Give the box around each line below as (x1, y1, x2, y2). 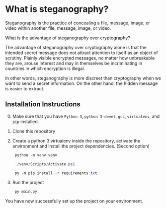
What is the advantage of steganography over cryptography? (5, 35, 130, 41)
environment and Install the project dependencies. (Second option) (12, 143, 150, 149)
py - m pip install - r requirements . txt (14, 170, 97, 176)
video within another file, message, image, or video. (5, 25, 111, 31)
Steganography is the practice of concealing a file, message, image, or (5, 20, 150, 26)
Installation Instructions (5, 100, 81, 109)
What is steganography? (5, 3, 109, 15)
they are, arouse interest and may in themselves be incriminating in (5, 60, 143, 66)
